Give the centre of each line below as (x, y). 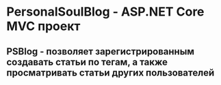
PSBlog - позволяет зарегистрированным (101, 51)
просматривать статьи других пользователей (110, 72)
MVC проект (43, 26)
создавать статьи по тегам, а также (87, 62)
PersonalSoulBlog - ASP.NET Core (105, 12)
